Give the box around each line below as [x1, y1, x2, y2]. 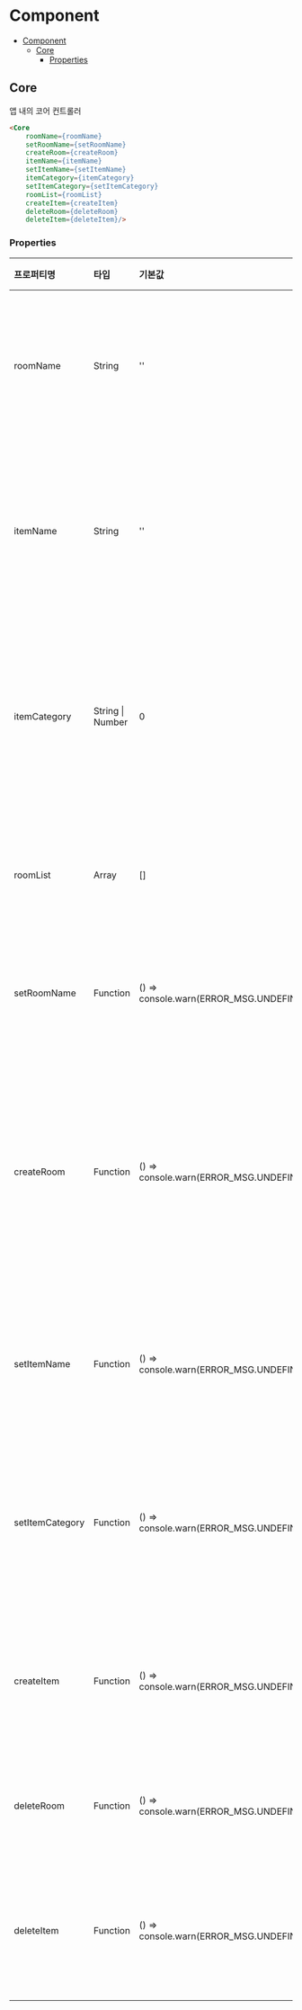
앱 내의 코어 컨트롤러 [9, 105, 82, 116]
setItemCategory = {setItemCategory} [25, 182, 159, 191]
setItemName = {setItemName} [25, 165, 127, 174]
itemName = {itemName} [25, 156, 102, 166]
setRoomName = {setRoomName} [25, 140, 127, 149]
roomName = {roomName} [25, 131, 102, 140]
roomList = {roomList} [25, 190, 102, 199]
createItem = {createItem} [25, 199, 119, 208]
